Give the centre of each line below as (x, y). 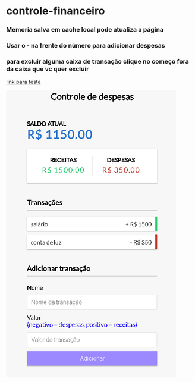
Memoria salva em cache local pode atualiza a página (85, 30)
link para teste (23, 82)
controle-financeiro (56, 11)
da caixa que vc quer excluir (48, 68)
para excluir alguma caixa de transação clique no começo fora (97, 61)
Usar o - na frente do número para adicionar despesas (86, 46)
